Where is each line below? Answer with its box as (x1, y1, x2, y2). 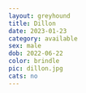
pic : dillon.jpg (8, 65, 63, 73)
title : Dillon (8, 19, 57, 27)
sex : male (8, 42, 42, 50)
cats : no (8, 72, 38, 80)
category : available (8, 34, 79, 43)
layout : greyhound (8, 11, 71, 20)
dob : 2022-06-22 (8, 49, 63, 57)
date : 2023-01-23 (8, 27, 67, 35)
